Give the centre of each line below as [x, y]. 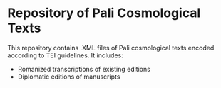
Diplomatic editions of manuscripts [69, 77]
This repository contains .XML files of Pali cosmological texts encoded [111, 48]
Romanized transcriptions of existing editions [84, 69]
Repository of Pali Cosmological [104, 13]
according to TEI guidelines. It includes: [65, 55]
